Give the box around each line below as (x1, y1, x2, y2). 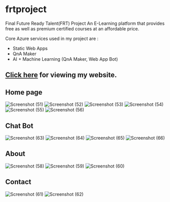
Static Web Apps (12, 45, 48, 51)
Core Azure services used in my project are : (5, 35, 99, 42)
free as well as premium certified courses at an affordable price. (5, 25, 140, 31)
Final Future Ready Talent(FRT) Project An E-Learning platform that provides (5, 20, 165, 26)
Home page (5, 88, 43, 97)
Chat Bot (5, 122, 33, 130)
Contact (5, 178, 31, 186)
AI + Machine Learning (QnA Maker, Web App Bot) (12, 56, 118, 62)
